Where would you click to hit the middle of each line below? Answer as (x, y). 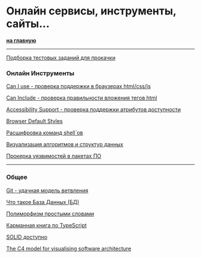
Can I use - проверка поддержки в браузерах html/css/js (79, 86)
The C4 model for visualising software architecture (69, 248)
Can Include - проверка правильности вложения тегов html (82, 98)
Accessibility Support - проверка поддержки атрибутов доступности (94, 110)
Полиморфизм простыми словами (50, 214)
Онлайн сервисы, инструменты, (91, 11)
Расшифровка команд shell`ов (45, 133)
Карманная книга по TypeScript (46, 225)
